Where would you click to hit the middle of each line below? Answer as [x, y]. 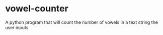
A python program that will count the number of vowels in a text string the [82, 22]
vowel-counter [37, 9]
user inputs [17, 27]
